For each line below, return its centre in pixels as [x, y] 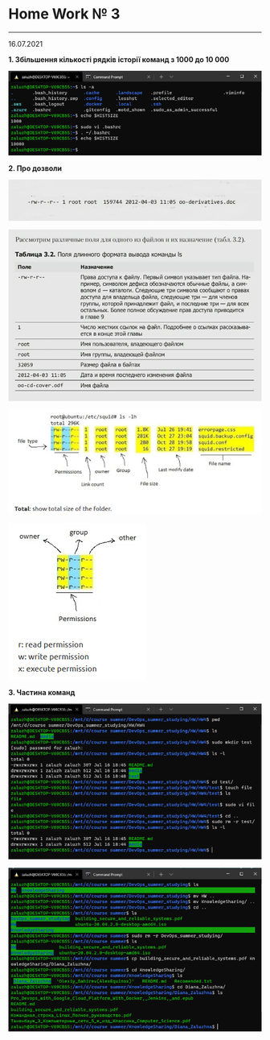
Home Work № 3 [64, 14]
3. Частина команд [42, 693]
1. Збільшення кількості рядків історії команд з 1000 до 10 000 [119, 59]
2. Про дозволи [35, 168]
